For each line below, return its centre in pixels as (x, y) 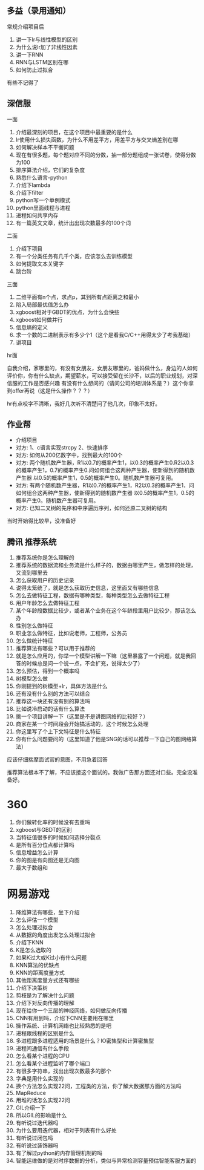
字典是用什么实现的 (40, 1079)
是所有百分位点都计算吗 (45, 845)
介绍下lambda (33, 185)
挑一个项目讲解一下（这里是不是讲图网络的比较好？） (82, 716)
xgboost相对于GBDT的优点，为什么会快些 (67, 312)
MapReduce (31, 1093)
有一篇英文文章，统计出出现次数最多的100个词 (73, 223)
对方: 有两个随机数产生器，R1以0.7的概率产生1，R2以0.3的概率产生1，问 (105, 485)
